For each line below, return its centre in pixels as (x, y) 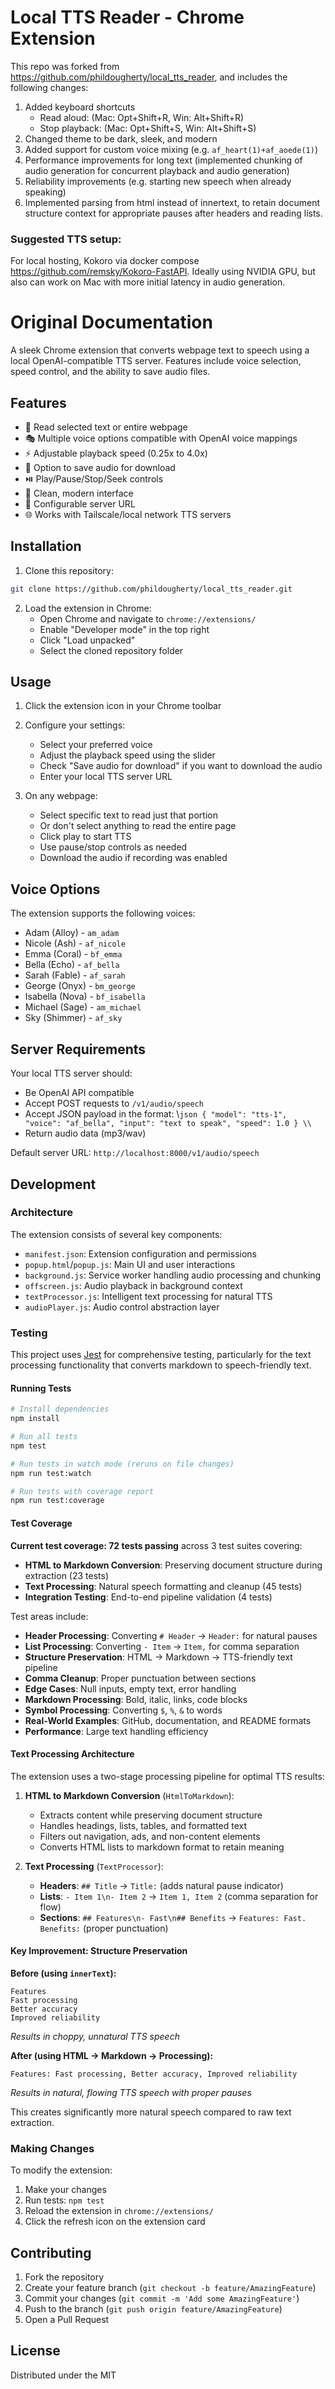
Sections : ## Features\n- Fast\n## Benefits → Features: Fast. (173, 1917)
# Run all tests (44, 1437)
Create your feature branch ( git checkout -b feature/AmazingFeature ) (170, 2288)
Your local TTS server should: (71, 1073)
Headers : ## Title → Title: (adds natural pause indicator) (161, 1885)
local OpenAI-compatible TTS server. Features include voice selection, (156, 361)
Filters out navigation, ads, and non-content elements (150, 1836)
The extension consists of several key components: (116, 1234)
